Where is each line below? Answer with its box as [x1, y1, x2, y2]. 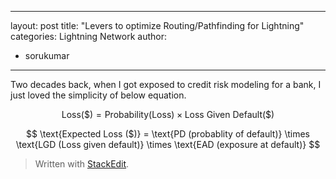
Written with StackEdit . [34, 158, 130, 170]
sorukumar [24, 50, 70, 61]
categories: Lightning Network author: [10, 31, 168, 42]
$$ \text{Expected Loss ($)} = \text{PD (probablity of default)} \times [26, 128, 310, 140]
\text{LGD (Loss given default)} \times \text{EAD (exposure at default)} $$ [15, 139, 321, 150]
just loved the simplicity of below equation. [10, 89, 187, 101]
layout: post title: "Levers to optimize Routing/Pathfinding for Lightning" [10, 20, 305, 31]
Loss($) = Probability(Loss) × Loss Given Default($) [61, 109, 275, 120]
